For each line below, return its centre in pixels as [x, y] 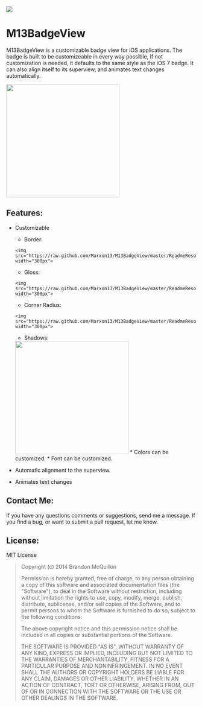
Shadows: [36, 338]
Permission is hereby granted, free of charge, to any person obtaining [108, 579]
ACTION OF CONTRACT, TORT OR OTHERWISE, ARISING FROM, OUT [108, 685]
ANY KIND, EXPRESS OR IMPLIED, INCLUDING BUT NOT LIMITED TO [107, 653]
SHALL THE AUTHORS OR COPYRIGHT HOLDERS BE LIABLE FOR [103, 673]
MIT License [22, 555]
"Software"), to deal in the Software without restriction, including [101, 591]
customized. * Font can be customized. [64, 458]
